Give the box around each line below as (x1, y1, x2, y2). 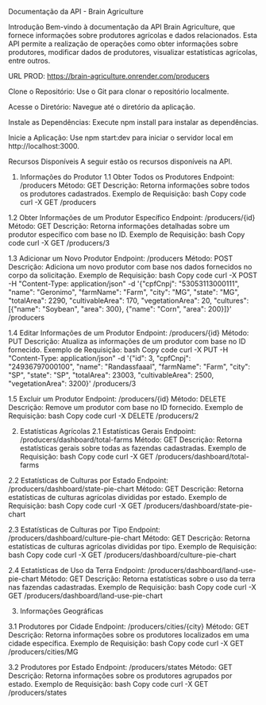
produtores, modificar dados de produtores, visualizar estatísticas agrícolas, (8, 48, 258, 56)
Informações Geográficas (19, 606, 104, 615)
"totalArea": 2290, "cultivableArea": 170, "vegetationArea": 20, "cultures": (8, 296, 249, 305)
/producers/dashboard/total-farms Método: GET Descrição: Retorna (19, 435, 243, 444)
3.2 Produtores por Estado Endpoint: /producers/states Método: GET (8, 663, 233, 672)
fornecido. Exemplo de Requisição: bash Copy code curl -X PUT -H (8, 345, 229, 354)
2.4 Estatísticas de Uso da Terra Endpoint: (8, 566, 146, 575)
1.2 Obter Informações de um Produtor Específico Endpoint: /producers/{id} (8, 213, 256, 222)
